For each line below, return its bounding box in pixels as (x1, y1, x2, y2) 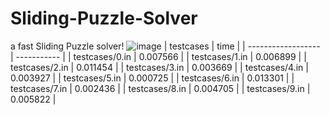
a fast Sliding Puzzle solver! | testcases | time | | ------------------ (10, 40, 321, 52)
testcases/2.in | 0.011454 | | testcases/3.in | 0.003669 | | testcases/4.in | (10, 61, 309, 73)
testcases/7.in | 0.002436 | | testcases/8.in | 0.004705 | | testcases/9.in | (10, 82, 311, 94)
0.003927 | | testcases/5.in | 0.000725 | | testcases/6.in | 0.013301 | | (10, 72, 295, 84)
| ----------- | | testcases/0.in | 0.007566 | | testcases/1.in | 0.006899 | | (10, 50, 307, 62)
